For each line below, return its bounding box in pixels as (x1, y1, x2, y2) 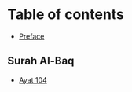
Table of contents (7, 6, 125, 24)
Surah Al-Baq (7, 54, 75, 68)
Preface (18, 31, 45, 41)
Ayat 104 (18, 75, 48, 84)
